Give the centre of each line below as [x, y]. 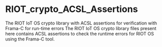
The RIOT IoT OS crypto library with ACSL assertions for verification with [81, 23]
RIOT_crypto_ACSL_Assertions [72, 9]
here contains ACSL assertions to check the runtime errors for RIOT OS [79, 33]
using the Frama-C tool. [30, 39]
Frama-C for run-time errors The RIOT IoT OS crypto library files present [81, 28]
